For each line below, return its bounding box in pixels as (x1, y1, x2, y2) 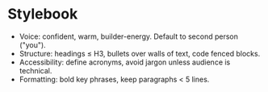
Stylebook (7, 5, 78, 23)
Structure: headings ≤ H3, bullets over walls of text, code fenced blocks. (19, 48, 261, 58)
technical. (19, 65, 52, 75)
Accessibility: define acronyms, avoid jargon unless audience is (19, 57, 231, 67)
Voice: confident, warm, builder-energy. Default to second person (19, 31, 239, 41)
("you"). (19, 40, 46, 49)
